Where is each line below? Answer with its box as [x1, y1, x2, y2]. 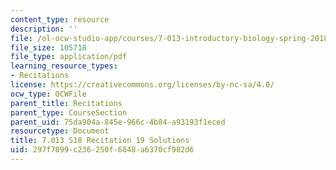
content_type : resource [10, 14, 110, 25]
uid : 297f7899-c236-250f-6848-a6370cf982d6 [10, 145, 195, 155]
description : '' [10, 24, 78, 34]
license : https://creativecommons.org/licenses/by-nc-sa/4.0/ [10, 80, 275, 90]
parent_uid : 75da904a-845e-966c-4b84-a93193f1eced [10, 117, 226, 127]
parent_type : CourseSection [10, 107, 128, 118]
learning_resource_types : [10, 61, 118, 71]
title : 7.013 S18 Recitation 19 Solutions [10, 136, 190, 146]
